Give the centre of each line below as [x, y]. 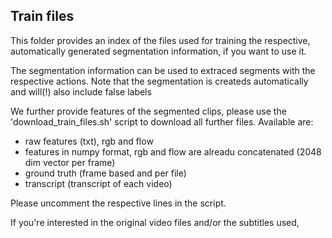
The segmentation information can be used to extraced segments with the [163, 70]
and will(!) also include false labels [81, 91]
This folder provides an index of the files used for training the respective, [160, 40]
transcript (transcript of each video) [98, 183]
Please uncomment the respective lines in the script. [118, 203]
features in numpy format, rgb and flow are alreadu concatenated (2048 [173, 151]
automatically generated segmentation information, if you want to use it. [158, 51]
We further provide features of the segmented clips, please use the [148, 111]
